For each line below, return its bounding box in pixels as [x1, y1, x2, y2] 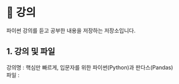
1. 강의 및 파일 [6, 46, 55, 57]
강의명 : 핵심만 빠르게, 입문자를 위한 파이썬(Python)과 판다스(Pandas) [6, 63, 173, 71]
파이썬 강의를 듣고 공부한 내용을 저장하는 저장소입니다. [6, 27, 136, 34]
